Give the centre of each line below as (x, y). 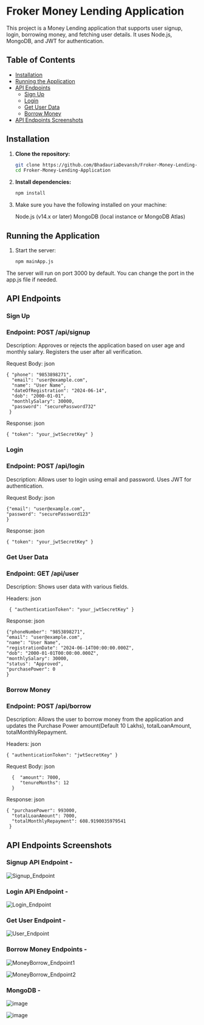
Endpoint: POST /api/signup (48, 333)
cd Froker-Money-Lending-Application (63, 171)
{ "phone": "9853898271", (39, 375)
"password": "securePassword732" (54, 407)
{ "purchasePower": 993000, (42, 811)
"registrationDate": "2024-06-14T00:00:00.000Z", (70, 648)
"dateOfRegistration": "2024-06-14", (59, 391)
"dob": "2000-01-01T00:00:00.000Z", (53, 653)
